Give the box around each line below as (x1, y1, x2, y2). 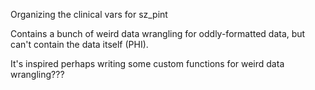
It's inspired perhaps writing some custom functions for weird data (10, 58, 285, 69)
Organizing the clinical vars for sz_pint (10, 9, 168, 20)
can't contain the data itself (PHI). (10, 39, 149, 50)
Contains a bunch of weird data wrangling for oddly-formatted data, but (10, 28, 306, 39)
